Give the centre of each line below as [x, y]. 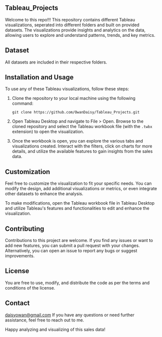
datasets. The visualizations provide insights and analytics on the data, [75, 30]
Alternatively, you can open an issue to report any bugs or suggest [71, 251]
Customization [28, 172]
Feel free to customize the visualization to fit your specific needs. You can [78, 183]
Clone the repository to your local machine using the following [74, 98]
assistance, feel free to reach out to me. [45, 320]
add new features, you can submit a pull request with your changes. [72, 246]
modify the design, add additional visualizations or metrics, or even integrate [81, 189]
